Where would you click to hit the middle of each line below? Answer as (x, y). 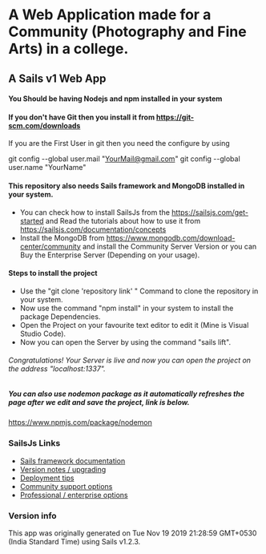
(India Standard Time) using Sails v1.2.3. (75, 541)
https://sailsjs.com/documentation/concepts (93, 229)
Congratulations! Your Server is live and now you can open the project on (129, 360)
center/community (50, 246)
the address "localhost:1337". (57, 369)
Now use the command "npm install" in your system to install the (127, 308)
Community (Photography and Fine (127, 32)
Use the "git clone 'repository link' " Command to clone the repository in (139, 291)
